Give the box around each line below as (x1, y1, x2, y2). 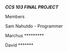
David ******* (5, 42, 34, 48)
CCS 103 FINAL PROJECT (5, 4, 59, 10)
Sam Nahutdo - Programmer (5, 23, 63, 29)
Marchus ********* (5, 33, 44, 38)
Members (5, 14, 25, 19)
